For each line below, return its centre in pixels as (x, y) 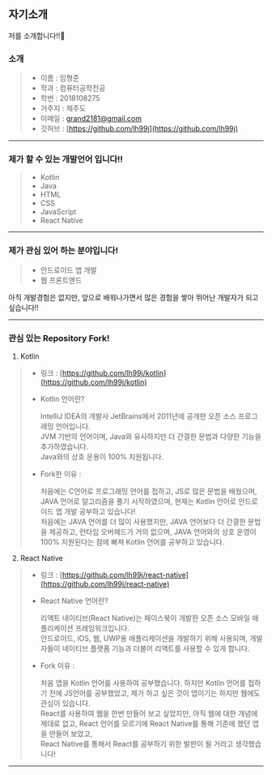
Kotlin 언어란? (62, 399)
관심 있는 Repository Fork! (59, 338)
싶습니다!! (23, 308)
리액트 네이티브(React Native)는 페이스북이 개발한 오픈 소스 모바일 (145, 618)
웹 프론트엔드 (61, 280)
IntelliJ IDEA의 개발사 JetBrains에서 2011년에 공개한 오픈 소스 (138, 416)
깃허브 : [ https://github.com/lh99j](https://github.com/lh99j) (139, 129)
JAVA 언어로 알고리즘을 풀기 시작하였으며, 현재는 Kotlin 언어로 (138, 501)
